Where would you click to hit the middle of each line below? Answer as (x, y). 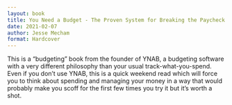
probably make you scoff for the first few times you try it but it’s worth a (110, 88)
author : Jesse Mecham (39, 33)
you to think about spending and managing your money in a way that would (115, 81)
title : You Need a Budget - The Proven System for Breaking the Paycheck (116, 20)
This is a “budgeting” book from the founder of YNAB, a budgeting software (116, 59)
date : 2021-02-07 (32, 26)
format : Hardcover (34, 39)
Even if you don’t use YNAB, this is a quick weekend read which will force (112, 74)
